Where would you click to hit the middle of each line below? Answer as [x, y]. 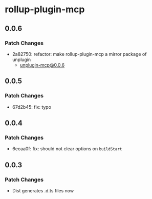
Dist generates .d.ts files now [43, 190]
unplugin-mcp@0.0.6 [42, 65]
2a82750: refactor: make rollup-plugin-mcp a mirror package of [79, 54]
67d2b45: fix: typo [32, 107]
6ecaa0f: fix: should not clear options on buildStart [67, 149]
